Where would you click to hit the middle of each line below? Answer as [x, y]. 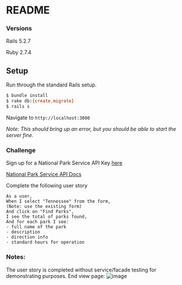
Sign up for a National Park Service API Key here [64, 163]
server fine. [20, 135]
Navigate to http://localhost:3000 [48, 117]
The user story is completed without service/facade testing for [81, 270]
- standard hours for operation [45, 242]
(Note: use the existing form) [44, 207]
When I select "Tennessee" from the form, [58, 201]
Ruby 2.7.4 [19, 53]
